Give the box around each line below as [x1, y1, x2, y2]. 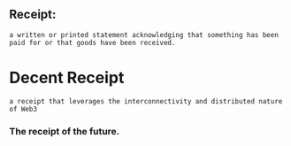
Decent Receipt [9, 68, 125, 88]
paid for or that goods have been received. [9, 38, 176, 47]
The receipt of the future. [9, 125, 120, 137]
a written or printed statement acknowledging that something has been [9, 30, 279, 39]
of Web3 [9, 104, 38, 113]
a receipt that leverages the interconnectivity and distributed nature [9, 96, 283, 105]
